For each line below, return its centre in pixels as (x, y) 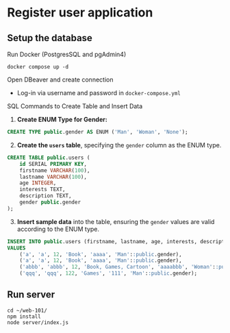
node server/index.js (38, 322)
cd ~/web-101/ (27, 310)
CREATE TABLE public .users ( (49, 158)
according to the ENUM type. (58, 229)
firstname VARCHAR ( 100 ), (55, 170)
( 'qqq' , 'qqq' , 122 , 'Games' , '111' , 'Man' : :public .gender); (108, 273)
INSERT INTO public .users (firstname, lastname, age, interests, (102, 241)
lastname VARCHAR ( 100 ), (53, 177)
